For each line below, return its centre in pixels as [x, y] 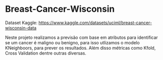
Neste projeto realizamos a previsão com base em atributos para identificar [81, 37]
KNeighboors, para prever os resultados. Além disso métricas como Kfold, [81, 48]
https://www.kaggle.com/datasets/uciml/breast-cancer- [95, 23]
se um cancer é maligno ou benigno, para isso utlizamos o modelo [72, 42]
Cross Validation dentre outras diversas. [46, 53]
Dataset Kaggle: [21, 23]
